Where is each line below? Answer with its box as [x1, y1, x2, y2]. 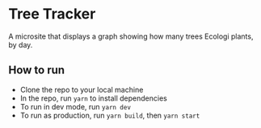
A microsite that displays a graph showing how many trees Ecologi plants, [8, 31, 254, 41]
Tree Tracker [8, 5, 96, 23]
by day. [8, 39, 33, 49]
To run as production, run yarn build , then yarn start [19, 110, 200, 120]
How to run [8, 64, 65, 77]
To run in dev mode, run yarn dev [19, 101, 132, 111]
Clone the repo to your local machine [19, 85, 144, 94]
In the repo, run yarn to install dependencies [19, 93, 167, 103]
